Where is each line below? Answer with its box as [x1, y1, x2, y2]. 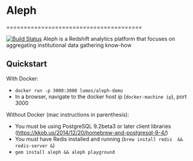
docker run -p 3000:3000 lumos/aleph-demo [14, 88, 123, 94]
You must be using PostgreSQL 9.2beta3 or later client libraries [14, 123, 171, 130]
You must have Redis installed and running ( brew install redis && [14, 135, 183, 142]
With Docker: [6, 74, 39, 82]
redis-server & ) [14, 142, 55, 149]
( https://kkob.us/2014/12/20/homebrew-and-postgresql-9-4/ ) [14, 129, 168, 136]
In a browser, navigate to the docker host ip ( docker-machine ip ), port [14, 93, 187, 100]
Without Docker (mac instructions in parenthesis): [6, 111, 129, 118]
